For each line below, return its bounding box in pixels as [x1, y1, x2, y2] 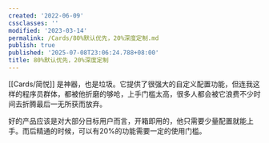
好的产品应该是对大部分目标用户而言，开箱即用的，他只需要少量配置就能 [8, 116, 247, 125]
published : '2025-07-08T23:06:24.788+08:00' [8, 49, 159, 57]
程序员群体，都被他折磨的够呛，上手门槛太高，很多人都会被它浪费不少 [22, 89, 254, 98]
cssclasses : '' [8, 19, 59, 27]
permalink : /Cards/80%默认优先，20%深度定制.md [8, 34, 159, 42]
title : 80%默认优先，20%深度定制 [8, 57, 110, 65]
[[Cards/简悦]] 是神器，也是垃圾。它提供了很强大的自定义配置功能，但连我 [8, 79, 254, 89]
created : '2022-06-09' [8, 11, 84, 20]
